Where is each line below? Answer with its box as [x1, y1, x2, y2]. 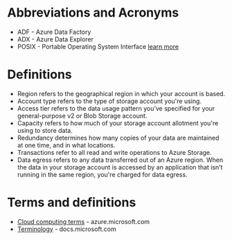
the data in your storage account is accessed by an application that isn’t [17, 163, 223, 171]
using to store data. [17, 126, 73, 134]
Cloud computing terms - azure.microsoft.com [17, 217, 150, 225]
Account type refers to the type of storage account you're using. [17, 97, 202, 105]
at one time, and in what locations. [17, 140, 116, 149]
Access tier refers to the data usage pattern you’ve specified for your [17, 104, 215, 112]
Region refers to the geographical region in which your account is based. [17, 89, 226, 98]
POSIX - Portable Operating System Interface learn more [17, 42, 179, 50]
